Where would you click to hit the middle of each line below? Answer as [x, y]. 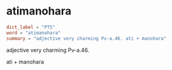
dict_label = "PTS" [31, 27]
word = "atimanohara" [34, 33]
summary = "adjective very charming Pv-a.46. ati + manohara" [86, 38]
